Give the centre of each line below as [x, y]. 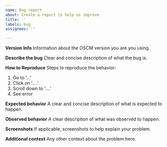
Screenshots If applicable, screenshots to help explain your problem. [78, 129]
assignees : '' [20, 29]
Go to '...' [22, 78]
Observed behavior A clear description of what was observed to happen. [83, 119]
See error [23, 94]
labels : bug [18, 24]
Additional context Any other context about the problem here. [71, 139]
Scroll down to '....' [32, 89]
